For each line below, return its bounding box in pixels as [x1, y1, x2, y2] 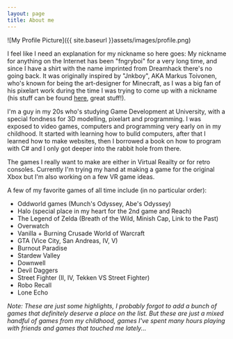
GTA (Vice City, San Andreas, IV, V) [17, 236, 118, 244]
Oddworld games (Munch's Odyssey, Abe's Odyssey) [17, 199, 172, 207]
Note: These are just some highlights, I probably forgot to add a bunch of [7, 301, 217, 310]
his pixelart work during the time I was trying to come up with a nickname [7, 86, 218, 95]
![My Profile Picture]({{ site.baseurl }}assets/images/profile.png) [7, 36, 191, 44]
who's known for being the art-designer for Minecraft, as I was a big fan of [7, 79, 221, 87]
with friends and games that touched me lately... [7, 324, 147, 332]
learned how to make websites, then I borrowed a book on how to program [7, 136, 221, 145]
